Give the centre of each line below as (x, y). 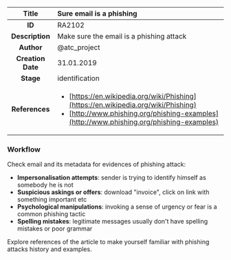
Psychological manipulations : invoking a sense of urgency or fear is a (117, 207)
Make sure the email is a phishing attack (122, 36)
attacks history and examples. (49, 249)
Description (31, 36)
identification (78, 78)
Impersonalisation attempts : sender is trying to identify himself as (111, 178)
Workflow (24, 149)
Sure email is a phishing (97, 13)
